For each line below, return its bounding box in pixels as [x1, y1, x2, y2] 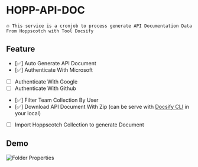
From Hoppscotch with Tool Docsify [6, 28, 94, 34]
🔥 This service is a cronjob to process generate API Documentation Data [6, 23, 192, 29]
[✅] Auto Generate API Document [14, 59, 96, 66]
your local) [14, 109, 41, 116]
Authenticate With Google [14, 78, 78, 85]
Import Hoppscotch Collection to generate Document [14, 121, 144, 128]
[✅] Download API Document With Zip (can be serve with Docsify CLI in [14, 103, 190, 110]
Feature [6, 44, 35, 54]
